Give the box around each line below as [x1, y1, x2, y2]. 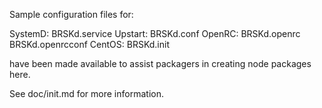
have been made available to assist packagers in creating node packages [9, 58, 312, 69]
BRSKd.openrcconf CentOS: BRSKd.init [9, 39, 170, 50]
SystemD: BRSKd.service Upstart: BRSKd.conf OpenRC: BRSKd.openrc [9, 28, 301, 39]
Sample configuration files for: [9, 9, 134, 20]
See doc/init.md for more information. [9, 88, 164, 99]
